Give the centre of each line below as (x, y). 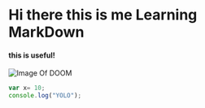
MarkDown (46, 32)
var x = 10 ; (27, 88)
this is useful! (32, 55)
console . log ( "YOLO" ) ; (45, 96)
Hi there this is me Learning (103, 15)
